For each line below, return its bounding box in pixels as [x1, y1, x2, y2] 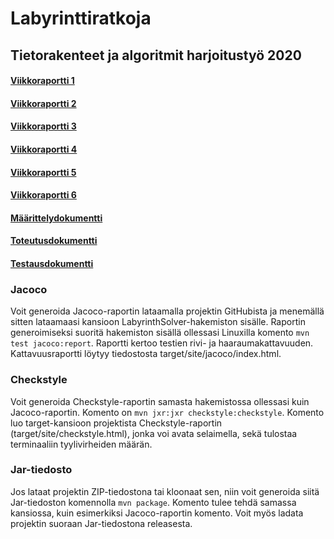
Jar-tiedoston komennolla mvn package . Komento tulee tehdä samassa [10, 496, 297, 508]
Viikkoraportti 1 [10, 75, 75, 87]
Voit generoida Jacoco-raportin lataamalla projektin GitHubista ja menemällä [10, 305, 325, 317]
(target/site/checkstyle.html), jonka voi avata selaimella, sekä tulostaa [10, 427, 298, 439]
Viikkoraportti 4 [10, 143, 78, 155]
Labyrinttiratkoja [10, 7, 152, 30]
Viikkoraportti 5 [10, 166, 77, 178]
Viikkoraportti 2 [10, 97, 77, 109]
